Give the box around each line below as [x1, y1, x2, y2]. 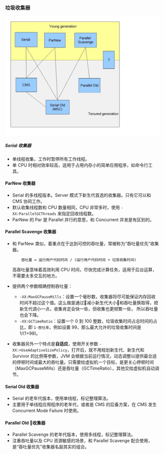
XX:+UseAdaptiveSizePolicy [12, 348, 68, 353]
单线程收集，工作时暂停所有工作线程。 [12, 156, 90, 162]
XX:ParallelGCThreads [12, 211, 56, 216]
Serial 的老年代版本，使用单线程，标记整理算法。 [12, 396, 111, 402]
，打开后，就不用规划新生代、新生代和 [67, 347, 144, 353]
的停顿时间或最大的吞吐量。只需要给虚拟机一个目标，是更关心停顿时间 [12, 359, 154, 365]
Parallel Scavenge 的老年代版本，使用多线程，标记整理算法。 [12, 431, 136, 437]
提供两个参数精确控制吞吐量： [12, 283, 72, 289]
